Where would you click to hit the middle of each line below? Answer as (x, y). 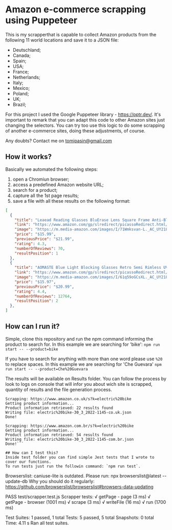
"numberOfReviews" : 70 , (40, 248)
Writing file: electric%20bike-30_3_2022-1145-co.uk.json (68, 412)
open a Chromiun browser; (41, 179)
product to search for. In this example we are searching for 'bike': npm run (83, 344)
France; (21, 72)
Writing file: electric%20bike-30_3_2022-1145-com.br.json (70, 439)
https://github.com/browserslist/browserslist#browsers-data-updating (79, 486)
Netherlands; (26, 77)
